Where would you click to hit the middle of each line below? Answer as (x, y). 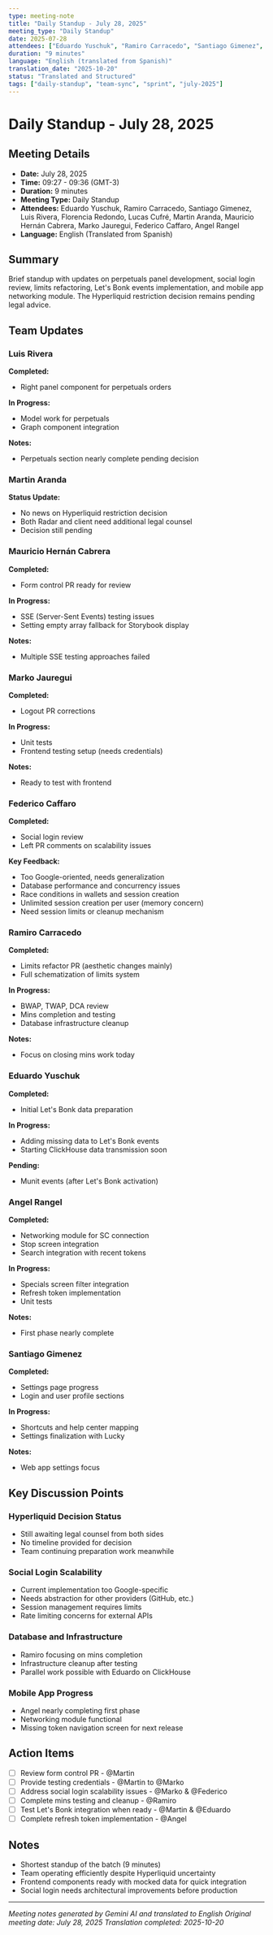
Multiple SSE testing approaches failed (85, 656)
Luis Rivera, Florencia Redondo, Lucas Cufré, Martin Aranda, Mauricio (137, 217)
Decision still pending (56, 530)
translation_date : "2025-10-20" (63, 69)
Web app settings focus (60, 1468)
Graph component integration (69, 427)
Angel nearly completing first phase (80, 1710)
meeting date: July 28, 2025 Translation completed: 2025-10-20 (116, 1922)
